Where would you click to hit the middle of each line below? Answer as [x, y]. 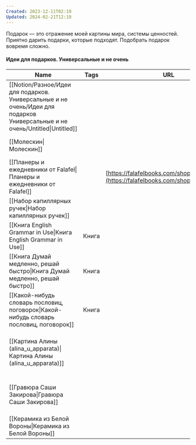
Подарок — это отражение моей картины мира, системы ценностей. [92, 33]
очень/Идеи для [32, 106]
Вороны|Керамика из [39, 426]
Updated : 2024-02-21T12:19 [39, 17]
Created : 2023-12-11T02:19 [39, 11]
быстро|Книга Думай [39, 271]
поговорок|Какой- [36, 309]
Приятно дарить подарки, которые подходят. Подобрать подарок [88, 40]
